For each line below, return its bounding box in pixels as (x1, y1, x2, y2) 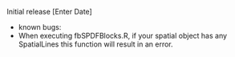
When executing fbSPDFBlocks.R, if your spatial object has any (18, 31, 228, 40)
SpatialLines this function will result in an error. (18, 39, 173, 49)
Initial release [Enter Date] (6, 7, 92, 16)
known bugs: (18, 22, 62, 31)
